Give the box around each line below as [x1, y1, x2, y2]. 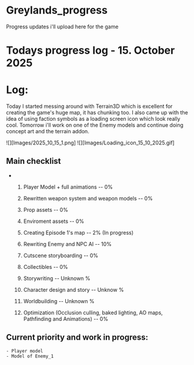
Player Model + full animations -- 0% [23, 183, 113, 190]
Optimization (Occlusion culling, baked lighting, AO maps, [23, 309, 163, 316]
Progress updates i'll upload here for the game [6, 23, 119, 30]
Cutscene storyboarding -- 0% [23, 252, 99, 259]
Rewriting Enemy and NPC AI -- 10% [23, 240, 112, 248]
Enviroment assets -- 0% [23, 218, 84, 225]
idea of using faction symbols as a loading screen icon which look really [6, 116, 180, 123]
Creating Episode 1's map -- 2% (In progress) [23, 229, 134, 236]
